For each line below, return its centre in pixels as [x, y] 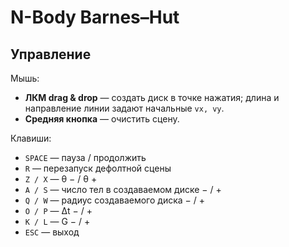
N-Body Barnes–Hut [95, 17]
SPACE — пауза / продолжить [85, 157]
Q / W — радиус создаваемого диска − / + [114, 200]
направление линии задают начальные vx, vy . [124, 108]
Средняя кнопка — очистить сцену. [102, 119]
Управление [51, 54]
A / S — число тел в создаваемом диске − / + [123, 189]
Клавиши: [31, 138]
